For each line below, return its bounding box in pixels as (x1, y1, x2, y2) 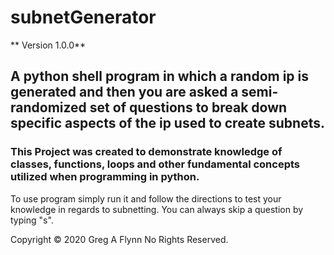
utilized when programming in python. (10, 170, 200, 184)
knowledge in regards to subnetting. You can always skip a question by (10, 203, 304, 215)
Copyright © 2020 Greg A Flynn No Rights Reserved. (10, 233, 229, 245)
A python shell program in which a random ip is (10, 68, 310, 85)
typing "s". (10, 214, 54, 226)
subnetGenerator (10, 6, 157, 29)
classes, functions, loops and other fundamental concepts (10, 157, 300, 171)
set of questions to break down (89, 99, 288, 116)
